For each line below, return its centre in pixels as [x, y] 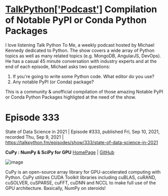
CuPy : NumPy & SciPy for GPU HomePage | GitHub [60, 152]
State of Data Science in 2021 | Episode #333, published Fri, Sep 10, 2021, [82, 132]
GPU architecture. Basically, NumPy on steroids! [56, 188]
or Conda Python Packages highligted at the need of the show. [71, 97]
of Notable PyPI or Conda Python [76, 20]
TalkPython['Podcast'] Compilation [81, 9]
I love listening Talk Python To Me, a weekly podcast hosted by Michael [80, 45]
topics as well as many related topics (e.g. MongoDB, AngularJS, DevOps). [83, 56]
